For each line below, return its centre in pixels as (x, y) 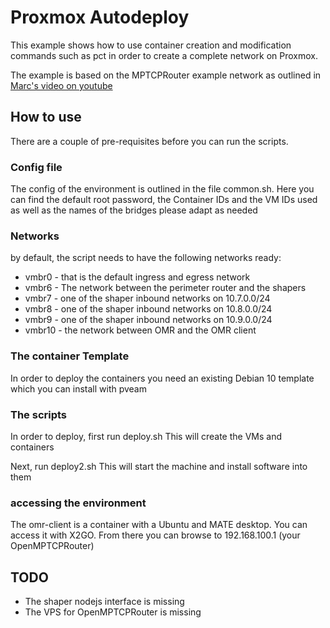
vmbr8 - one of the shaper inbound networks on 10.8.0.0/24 (148, 309)
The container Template (70, 356)
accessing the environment (78, 503)
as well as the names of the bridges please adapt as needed (134, 210)
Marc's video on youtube (61, 85)
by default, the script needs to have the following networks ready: (146, 258)
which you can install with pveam (78, 388)
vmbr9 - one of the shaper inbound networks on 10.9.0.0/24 (148, 320)
